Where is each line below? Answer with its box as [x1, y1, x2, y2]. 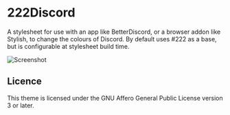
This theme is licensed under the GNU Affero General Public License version [7, 94, 223, 102]
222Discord [7, 5, 76, 21]
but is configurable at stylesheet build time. [7, 42, 130, 50]
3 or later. [7, 101, 34, 109]
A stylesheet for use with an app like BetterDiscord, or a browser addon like [7, 28, 221, 36]
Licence [7, 76, 43, 87]
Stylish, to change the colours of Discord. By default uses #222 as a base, [7, 34, 218, 43]
